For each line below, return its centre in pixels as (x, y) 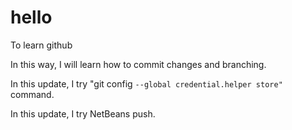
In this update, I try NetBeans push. (83, 113)
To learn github (41, 45)
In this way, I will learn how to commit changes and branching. (138, 64)
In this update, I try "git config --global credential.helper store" (146, 83)
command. (32, 94)
